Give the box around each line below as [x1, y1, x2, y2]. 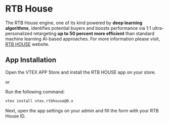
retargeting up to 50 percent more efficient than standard [33, 30, 155, 36]
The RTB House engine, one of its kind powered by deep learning [5, 20, 143, 26]
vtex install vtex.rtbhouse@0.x [5, 98, 73, 103]
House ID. [5, 113, 26, 119]
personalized [5, 30, 32, 36]
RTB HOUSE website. [5, 41, 50, 47]
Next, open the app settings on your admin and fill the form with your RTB [5, 107, 159, 113]
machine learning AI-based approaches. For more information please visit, [5, 36, 160, 42]
